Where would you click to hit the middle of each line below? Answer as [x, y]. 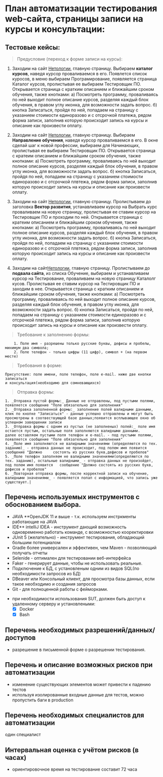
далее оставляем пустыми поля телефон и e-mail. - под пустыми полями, [79, 435]
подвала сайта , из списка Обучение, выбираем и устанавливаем [81, 273]
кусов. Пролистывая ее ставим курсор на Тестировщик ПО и [76, 283]
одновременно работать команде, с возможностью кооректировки [83, 532]
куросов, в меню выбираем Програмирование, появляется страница [84, 79]
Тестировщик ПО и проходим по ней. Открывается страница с [77, 217]
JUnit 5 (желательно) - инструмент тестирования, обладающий [78, 537]
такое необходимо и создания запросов [54, 584]
